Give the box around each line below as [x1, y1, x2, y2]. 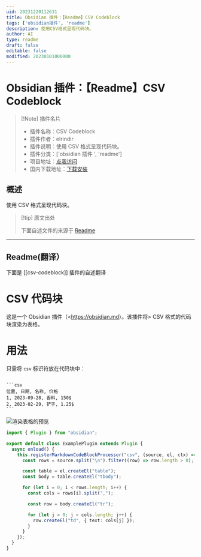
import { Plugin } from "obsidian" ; [6, 430, 98, 436]
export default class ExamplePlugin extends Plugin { [6, 441, 144, 447]
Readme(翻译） [6, 251, 65, 262]
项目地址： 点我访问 [29, 157, 78, 165]
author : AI [6, 31, 33, 37]
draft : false [6, 43, 39, 49]
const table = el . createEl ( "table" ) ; [22, 468, 117, 474]
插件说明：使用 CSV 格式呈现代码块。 [29, 142, 123, 150]
